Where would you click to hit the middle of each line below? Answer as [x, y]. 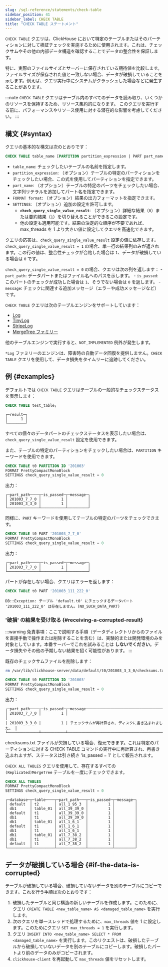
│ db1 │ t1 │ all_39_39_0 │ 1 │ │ [71, 818]
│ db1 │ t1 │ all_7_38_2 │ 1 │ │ [71, 840]
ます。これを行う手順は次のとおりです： [51, 892]
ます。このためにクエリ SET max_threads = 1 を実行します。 [74, 927]
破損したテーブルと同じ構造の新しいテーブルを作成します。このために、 [86, 902]
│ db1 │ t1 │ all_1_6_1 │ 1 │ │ [71, 831]
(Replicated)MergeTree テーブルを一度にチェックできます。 [66, 772]
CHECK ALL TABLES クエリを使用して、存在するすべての [60, 766]
